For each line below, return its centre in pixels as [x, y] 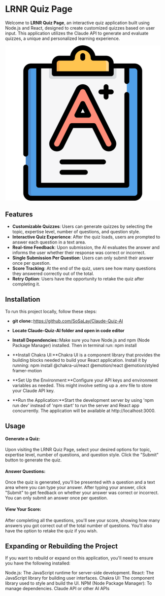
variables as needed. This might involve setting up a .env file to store [82, 385]
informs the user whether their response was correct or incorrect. [79, 252]
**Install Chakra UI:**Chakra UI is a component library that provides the [86, 355]
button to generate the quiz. [33, 460]
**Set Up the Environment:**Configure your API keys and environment [85, 380]
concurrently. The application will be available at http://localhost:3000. [84, 411]
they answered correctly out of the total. [53, 273]
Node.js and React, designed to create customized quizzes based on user [80, 28]
